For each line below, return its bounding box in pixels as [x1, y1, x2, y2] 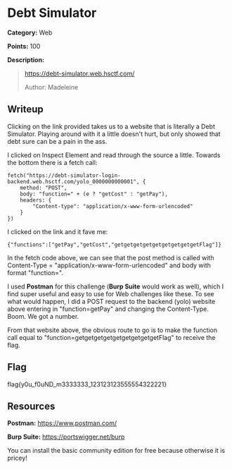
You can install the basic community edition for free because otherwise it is [7, 446, 226, 455]
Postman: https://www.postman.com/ [7, 419, 117, 427]
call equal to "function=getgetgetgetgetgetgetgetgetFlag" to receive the [7, 333, 216, 341]
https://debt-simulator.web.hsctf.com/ [24, 69, 135, 78]
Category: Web [7, 28, 53, 37]
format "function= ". [7, 268, 63, 276]
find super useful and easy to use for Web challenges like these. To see [7, 289, 214, 298]
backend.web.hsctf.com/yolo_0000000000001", [7, 178, 140, 185]
